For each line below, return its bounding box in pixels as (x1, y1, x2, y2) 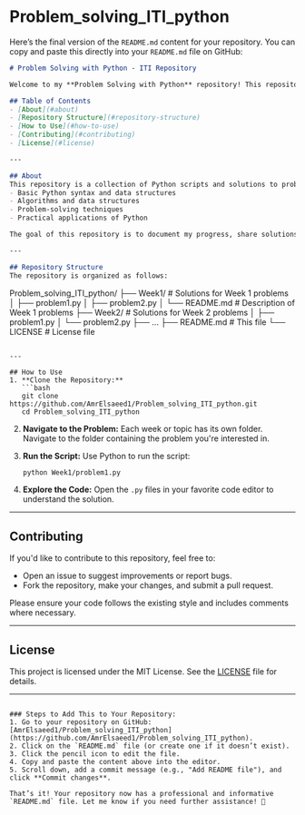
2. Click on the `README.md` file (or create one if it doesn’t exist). (9, 741, 290, 751)
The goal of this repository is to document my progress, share (9, 230, 258, 240)
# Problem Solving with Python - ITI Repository (9, 64, 197, 73)
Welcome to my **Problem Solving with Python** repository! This (9, 80, 261, 89)
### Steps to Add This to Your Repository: (9, 710, 177, 719)
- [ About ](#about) (9, 104, 79, 114)
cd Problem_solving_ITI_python (21, 407, 141, 417)
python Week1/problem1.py (22, 467, 121, 477)
